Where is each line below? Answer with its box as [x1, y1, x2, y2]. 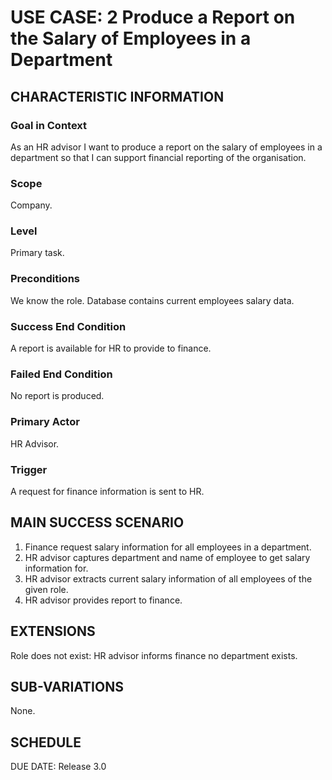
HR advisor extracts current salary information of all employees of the [24, 572, 313, 585]
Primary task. [10, 247, 65, 259]
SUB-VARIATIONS [10, 678, 124, 695]
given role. [24, 583, 69, 595]
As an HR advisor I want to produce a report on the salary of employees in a [10, 141, 323, 153]
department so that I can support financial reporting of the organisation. [10, 151, 307, 163]
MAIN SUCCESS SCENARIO [10, 514, 185, 531]
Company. [10, 199, 53, 211]
